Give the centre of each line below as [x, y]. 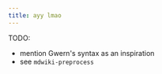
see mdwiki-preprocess [57, 61]
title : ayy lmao [35, 15]
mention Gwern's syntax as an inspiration [87, 53]
